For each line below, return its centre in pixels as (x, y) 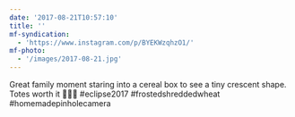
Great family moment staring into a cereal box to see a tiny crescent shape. (148, 84)
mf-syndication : (39, 34)
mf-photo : (28, 51)
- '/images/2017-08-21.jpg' (70, 59)
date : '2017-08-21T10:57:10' (64, 17)
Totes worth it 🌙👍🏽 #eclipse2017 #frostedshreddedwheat (115, 94)
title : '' (28, 26)
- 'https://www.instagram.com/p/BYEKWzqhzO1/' (106, 42)
